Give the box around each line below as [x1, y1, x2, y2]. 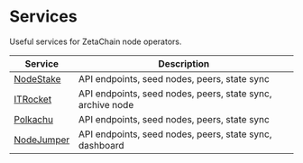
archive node [78, 98, 134, 111]
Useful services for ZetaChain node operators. [9, 36, 182, 47]
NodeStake [14, 72, 61, 85]
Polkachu [14, 113, 54, 125]
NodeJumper [14, 133, 70, 146]
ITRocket [14, 93, 52, 105]
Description [158, 57, 210, 69]
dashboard [78, 139, 124, 151]
